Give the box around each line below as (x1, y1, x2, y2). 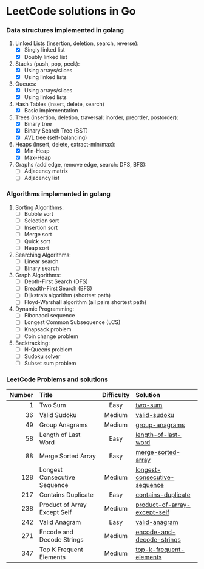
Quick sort (24, 237, 50, 244)
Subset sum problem (24, 359, 76, 367)
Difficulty (102, 391, 130, 399)
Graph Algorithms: (15, 272, 61, 279)
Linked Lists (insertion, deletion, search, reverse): (15, 40, 139, 47)
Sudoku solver (24, 353, 61, 360)
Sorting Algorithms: (15, 204, 64, 211)
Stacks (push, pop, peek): (15, 60, 80, 67)
